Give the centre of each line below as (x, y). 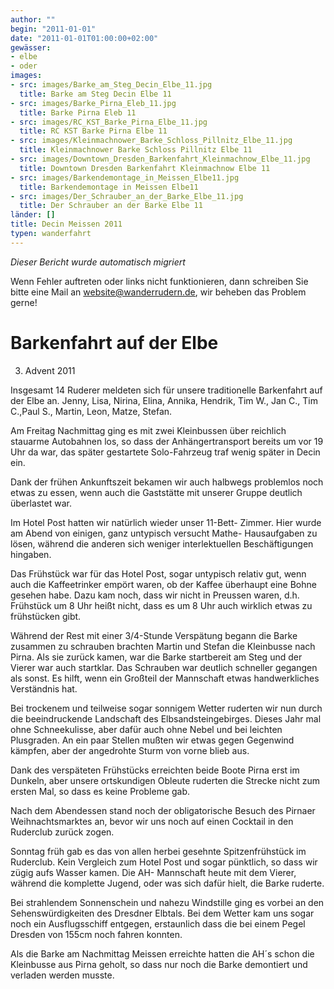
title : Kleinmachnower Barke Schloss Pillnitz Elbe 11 (136, 150)
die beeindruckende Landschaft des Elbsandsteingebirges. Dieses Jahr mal (166, 718)
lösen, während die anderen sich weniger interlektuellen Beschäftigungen (162, 543)
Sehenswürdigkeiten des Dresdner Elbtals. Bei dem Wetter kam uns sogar (162, 913)
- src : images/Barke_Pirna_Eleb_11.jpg (93, 103)
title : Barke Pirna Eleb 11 (78, 112)
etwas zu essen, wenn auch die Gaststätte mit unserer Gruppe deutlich (156, 492)
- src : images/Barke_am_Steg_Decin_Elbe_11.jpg (111, 85)
